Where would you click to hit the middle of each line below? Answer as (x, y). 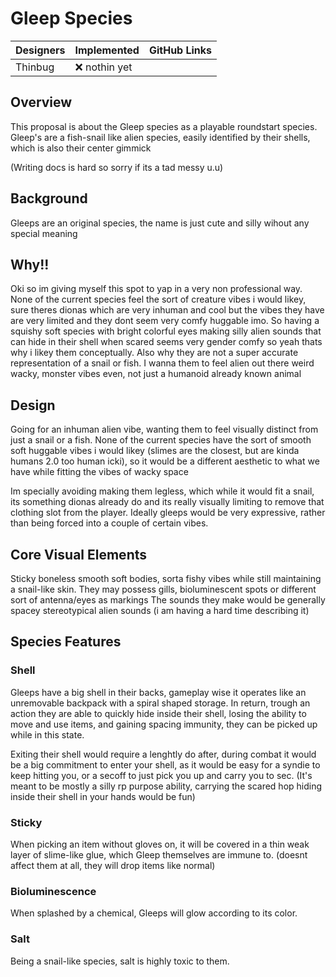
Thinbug (35, 67)
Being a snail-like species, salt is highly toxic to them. (120, 961)
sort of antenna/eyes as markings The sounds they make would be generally (168, 600)
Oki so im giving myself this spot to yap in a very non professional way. (156, 289)
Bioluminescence (53, 891)
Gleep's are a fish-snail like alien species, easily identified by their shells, (160, 137)
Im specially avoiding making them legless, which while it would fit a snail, (162, 491)
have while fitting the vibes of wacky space (99, 472)
